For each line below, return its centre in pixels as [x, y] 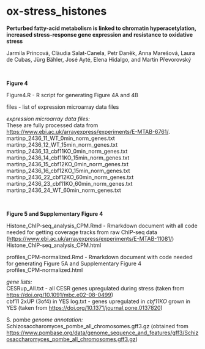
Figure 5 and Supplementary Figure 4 [55, 214]
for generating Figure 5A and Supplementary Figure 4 [74, 263]
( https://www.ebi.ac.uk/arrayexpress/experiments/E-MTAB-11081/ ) [90, 238]
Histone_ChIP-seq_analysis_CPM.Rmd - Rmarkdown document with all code [102, 226]
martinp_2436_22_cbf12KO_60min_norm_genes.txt [70, 177]
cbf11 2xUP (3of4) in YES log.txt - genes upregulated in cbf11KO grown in [99, 301]
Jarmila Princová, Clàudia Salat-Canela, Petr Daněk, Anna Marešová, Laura [101, 53]
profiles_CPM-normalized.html [45, 270]
